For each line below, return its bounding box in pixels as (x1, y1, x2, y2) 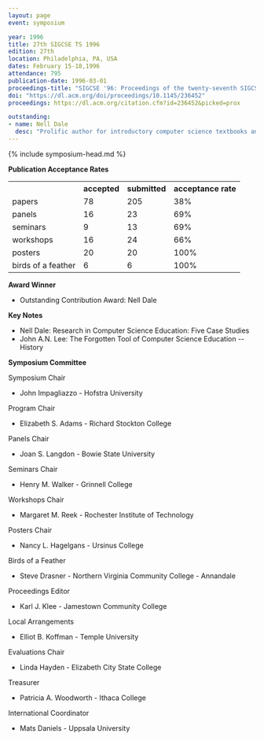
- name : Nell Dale (8, 120, 68, 128)
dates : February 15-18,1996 (8, 62, 101, 71)
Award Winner (8, 280, 57, 289)
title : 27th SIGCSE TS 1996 (8, 40, 101, 48)
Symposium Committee (8, 357, 87, 367)
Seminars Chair (8, 464, 58, 474)
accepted (83, 182, 120, 194)
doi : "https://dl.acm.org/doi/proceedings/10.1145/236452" (8, 91, 206, 99)
